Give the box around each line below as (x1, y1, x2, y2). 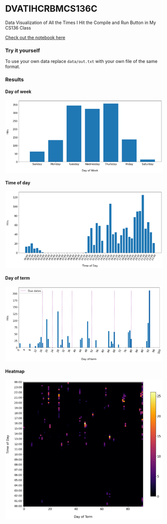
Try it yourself (5, 47, 40, 54)
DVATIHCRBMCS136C (5, 3, 98, 14)
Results (5, 76, 24, 83)
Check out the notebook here (5, 34, 66, 40)
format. (5, 63, 20, 70)
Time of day (5, 179, 31, 185)
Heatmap (5, 368, 25, 374)
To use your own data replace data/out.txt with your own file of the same (5, 58, 158, 64)
